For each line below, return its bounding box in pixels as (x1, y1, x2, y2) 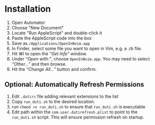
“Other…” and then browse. (11, 61, 67, 67)
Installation (4, 3, 51, 15)
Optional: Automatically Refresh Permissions (4, 81, 144, 89)
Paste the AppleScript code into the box (11, 35, 92, 41)
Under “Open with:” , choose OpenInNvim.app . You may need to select (11, 56, 150, 62)
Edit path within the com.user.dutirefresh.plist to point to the (11, 109, 138, 115)
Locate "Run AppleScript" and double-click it (11, 30, 102, 36)
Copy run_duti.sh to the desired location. (11, 99, 96, 104)
